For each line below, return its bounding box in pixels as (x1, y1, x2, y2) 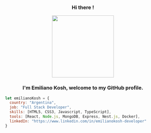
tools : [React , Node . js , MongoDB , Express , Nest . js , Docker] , (9, 114, 140, 119)
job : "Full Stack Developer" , (9, 105, 72, 110)
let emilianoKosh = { (5, 96, 50, 101)
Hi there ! (72, 4, 94, 11)
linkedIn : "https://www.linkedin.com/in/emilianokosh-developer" (9, 119, 147, 124)
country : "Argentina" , (9, 100, 56, 105)
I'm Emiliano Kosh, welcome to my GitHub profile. (22, 84, 144, 91)
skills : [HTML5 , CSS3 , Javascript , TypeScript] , (9, 110, 112, 115)
